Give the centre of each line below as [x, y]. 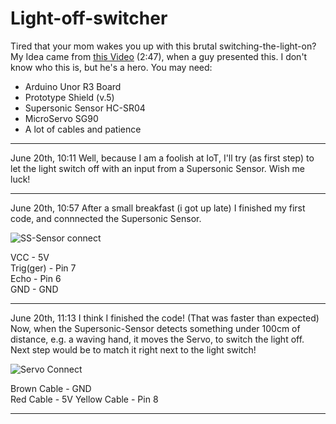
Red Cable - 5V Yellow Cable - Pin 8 [84, 399]
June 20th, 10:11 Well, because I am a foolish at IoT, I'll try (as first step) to [162, 158]
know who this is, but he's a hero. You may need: [111, 67]
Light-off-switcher [89, 18]
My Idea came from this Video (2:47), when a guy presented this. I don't [159, 56]
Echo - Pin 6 [36, 278]
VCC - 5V [30, 257]
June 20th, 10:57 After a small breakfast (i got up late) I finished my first [158, 208]
